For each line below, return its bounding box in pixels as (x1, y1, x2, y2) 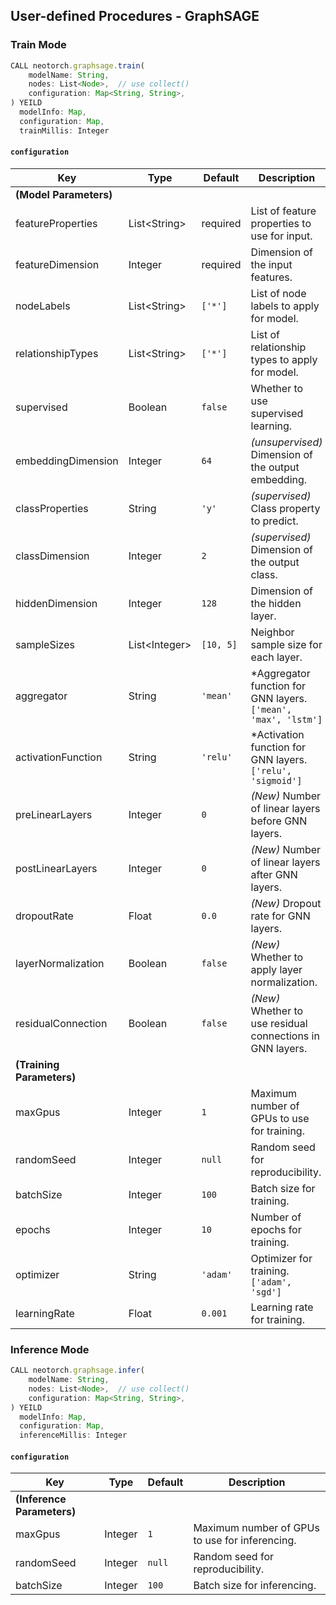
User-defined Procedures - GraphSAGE (10, 8, 260, 25)
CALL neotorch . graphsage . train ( (10, 60, 145, 71)
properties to (250, 216, 312, 230)
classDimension (15, 549, 90, 563)
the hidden (250, 596, 302, 610)
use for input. (250, 229, 313, 243)
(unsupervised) (250, 435, 323, 449)
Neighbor (250, 625, 295, 639)
